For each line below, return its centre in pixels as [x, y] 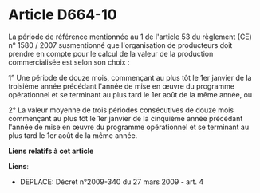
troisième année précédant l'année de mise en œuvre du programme [122, 86]
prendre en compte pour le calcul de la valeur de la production [111, 53]
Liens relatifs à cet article [51, 151]
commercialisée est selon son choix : [69, 62]
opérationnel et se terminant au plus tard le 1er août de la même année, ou [130, 94]
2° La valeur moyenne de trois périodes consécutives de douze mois [121, 110]
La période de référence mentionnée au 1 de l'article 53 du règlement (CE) [130, 37]
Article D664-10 [63, 15]
